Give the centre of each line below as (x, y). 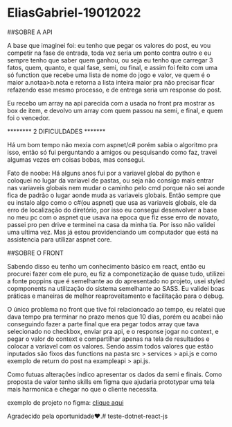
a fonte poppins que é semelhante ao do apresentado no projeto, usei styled (116, 281)
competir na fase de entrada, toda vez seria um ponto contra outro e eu (109, 53)
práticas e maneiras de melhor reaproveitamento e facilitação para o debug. (116, 296)
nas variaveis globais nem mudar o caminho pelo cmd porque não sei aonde (116, 187)
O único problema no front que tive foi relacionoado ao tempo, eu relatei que (116, 309)
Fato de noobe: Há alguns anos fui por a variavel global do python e (104, 173)
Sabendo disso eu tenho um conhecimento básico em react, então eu (106, 266)
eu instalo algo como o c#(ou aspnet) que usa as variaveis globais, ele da (112, 202)
